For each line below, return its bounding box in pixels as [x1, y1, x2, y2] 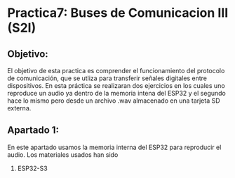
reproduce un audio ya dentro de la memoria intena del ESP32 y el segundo [7, 89, 226, 97]
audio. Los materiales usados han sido [7, 150, 119, 159]
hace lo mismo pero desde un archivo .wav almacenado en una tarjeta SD [7, 96, 220, 105]
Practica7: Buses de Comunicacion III [7, 5, 229, 21]
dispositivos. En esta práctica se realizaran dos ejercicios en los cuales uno [7, 82, 226, 89]
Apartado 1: [7, 125, 60, 136]
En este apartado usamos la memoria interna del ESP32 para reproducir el [7, 143, 222, 151]
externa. [7, 104, 32, 112]
